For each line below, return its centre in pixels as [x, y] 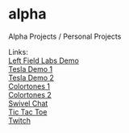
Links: [18, 52]
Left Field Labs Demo [44, 60]
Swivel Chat [28, 103]
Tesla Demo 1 [31, 69]
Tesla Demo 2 [31, 77]
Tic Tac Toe [28, 112]
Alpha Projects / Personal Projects [65, 36]
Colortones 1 [29, 86]
